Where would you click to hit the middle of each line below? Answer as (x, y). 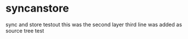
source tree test (25, 30)
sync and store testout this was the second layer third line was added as (94, 24)
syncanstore (37, 8)
